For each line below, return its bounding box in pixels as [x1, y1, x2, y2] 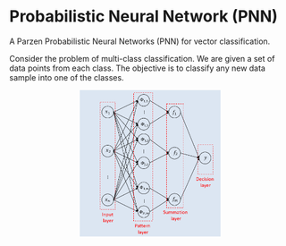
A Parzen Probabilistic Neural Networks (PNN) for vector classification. [9, 36, 271, 47]
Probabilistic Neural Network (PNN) [9, 6, 279, 27]
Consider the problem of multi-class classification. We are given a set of [9, 53, 275, 64]
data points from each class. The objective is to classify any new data [9, 63, 266, 73]
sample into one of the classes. [9, 72, 124, 82]
